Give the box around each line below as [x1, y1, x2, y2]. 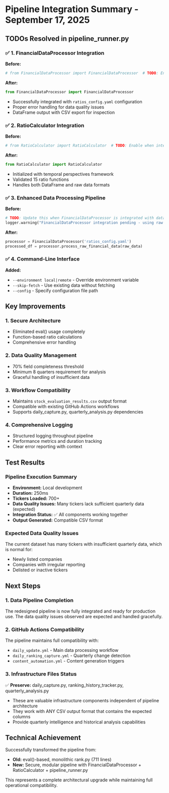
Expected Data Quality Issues [5, 530, 79, 537]
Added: [5, 267, 21, 273]
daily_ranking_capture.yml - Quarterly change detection [12, 652, 131, 658]
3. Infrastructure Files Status [5, 671, 77, 678]
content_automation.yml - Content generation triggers [12, 658, 125, 664]
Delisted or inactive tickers [12, 567, 68, 573]
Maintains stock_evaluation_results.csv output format [12, 398, 127, 404]
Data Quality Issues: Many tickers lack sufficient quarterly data [12, 501, 144, 507]
